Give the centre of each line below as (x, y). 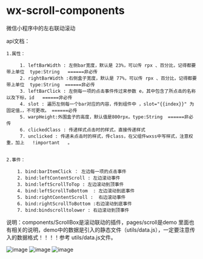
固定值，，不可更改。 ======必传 (42, 110)
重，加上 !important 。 (39, 143)
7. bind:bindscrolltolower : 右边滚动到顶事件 (73, 210)
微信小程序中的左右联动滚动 (41, 28)
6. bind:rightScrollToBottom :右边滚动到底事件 (75, 204)
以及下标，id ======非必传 (39, 98)
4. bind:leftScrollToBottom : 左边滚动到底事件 (76, 191)
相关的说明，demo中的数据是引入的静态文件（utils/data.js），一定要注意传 (103, 230)
